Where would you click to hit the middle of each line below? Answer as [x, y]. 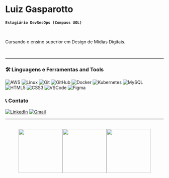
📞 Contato [17, 101]
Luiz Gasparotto [39, 9]
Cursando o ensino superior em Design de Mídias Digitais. [65, 42]
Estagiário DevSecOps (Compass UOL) [44, 23]
